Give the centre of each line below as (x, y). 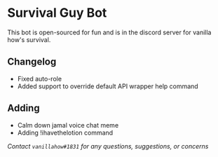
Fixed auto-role (39, 78)
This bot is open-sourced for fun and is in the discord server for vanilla (109, 32)
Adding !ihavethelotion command (65, 132)
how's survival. (29, 39)
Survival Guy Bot (57, 13)
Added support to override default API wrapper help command (108, 86)
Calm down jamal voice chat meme (68, 125)
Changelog (32, 62)
